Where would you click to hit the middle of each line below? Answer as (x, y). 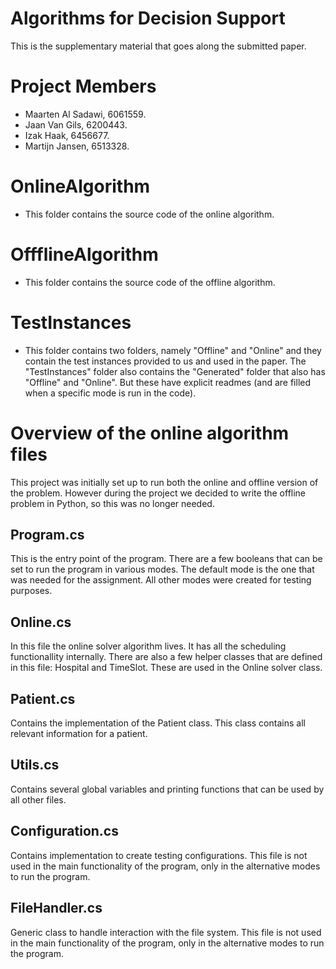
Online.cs (41, 622)
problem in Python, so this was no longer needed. (112, 503)
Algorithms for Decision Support (148, 18)
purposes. (31, 591)
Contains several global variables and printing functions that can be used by (167, 789)
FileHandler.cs (56, 908)
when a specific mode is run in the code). (110, 393)
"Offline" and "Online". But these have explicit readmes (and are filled (168, 382)
